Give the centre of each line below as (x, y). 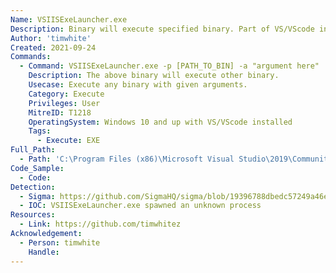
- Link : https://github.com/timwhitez (100, 224)
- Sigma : (37, 196)
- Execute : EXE (68, 141)
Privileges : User (64, 103)
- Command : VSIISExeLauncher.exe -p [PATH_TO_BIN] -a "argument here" (169, 66)
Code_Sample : (37, 168)
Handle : (44, 252)
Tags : (40, 131)
